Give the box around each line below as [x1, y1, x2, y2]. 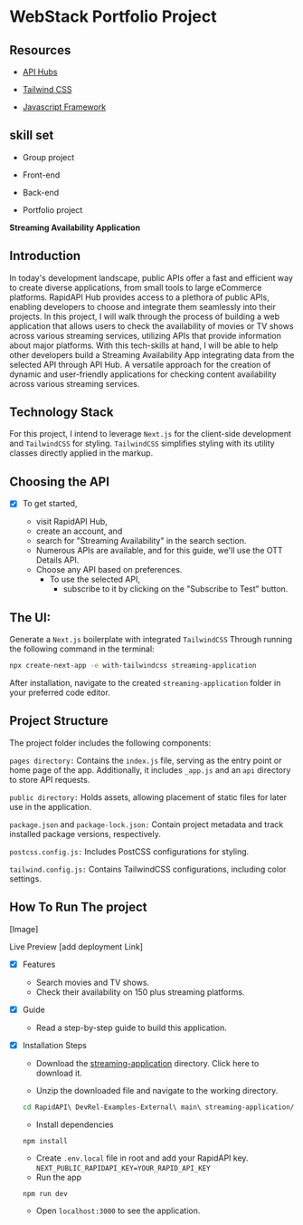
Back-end [22, 187, 60, 198]
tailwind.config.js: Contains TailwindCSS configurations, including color [9, 863, 287, 874]
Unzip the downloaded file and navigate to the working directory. [35, 1085, 279, 1095]
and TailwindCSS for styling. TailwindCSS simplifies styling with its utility [9, 438, 275, 449]
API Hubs [22, 66, 58, 77]
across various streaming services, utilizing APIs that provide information [9, 330, 282, 341]
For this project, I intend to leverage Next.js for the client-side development [9, 429, 292, 439]
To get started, [22, 498, 78, 509]
